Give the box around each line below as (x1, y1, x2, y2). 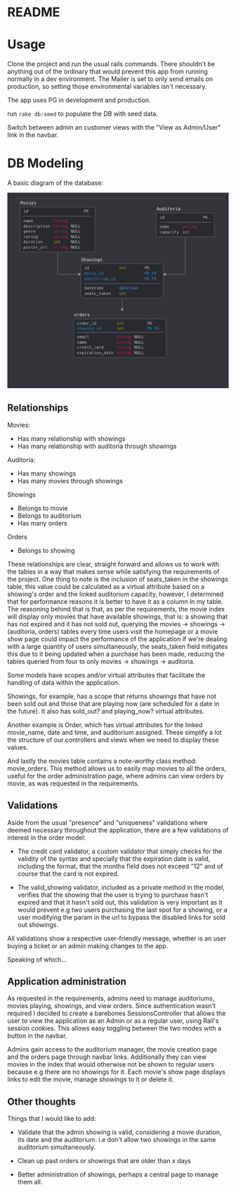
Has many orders (17, 519, 68, 527)
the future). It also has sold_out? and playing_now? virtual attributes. (7, 707, 205, 715)
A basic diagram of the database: (7, 179, 104, 187)
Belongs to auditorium (17, 511, 82, 520)
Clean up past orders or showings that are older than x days (17, 1157, 192, 1165)
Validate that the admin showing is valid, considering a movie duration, (17, 1128, 222, 1136)
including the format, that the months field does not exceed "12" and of (17, 862, 223, 870)
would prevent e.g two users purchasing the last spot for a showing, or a (17, 905, 228, 914)
